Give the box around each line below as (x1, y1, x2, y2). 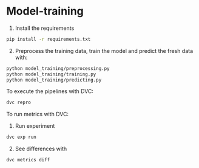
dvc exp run (6, 134, 36, 141)
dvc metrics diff (6, 157, 50, 163)
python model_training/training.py (6, 71, 96, 77)
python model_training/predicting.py (6, 77, 102, 83)
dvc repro (6, 99, 32, 106)
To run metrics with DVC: (6, 111, 69, 118)
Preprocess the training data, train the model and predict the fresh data (15, 47, 194, 54)
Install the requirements (15, 24, 75, 32)
